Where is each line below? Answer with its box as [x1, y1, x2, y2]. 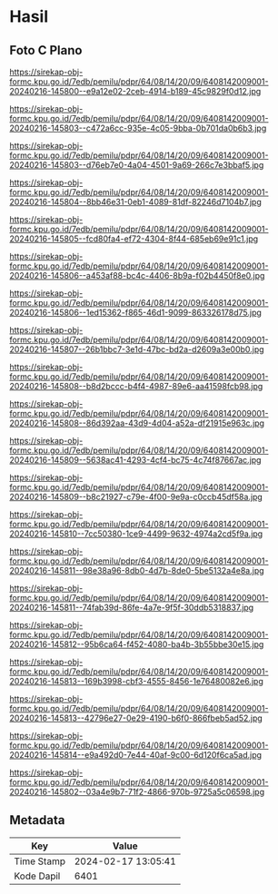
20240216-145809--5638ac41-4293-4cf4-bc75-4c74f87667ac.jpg [9, 455, 262, 465]
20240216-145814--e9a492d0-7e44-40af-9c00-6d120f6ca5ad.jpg [9, 750, 262, 760]
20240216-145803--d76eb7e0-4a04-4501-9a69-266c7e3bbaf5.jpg [9, 160, 264, 170]
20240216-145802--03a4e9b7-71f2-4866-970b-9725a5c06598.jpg [9, 787, 265, 797]
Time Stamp [14, 855, 66, 868]
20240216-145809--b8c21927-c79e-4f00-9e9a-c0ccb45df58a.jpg [9, 492, 263, 502]
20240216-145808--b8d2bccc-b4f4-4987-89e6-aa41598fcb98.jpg [9, 381, 263, 391]
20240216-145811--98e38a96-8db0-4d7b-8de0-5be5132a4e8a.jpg [9, 565, 265, 575]
